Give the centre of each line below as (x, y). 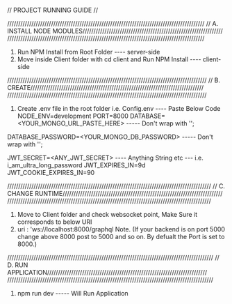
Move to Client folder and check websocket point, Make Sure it (107, 214)
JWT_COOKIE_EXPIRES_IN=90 (51, 173)
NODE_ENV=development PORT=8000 (73, 116)
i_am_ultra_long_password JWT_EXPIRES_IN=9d (76, 165)
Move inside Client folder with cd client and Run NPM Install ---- (109, 59)
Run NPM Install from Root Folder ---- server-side (89, 52)
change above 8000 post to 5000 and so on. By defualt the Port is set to (121, 237)
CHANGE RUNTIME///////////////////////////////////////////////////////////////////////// (115, 193)
